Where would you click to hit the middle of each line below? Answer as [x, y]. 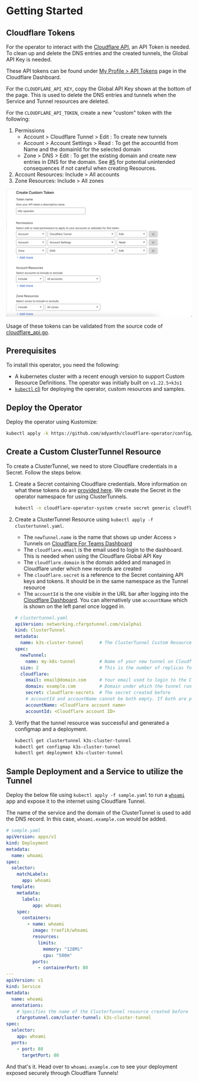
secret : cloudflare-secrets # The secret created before [98, 693]
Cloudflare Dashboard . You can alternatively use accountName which [105, 600]
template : [23, 887]
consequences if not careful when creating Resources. [90, 168]
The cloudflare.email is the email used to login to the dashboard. [103, 550]
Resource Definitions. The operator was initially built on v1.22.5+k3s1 [98, 383]
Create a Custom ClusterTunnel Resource [84, 452]
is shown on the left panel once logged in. [74, 606]
